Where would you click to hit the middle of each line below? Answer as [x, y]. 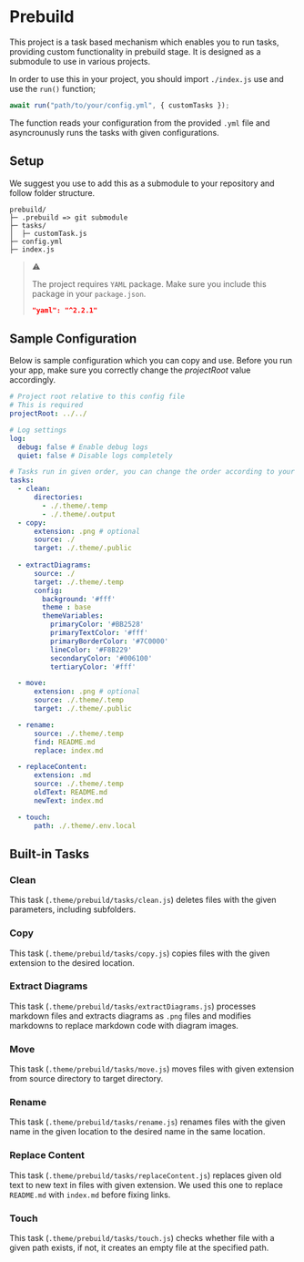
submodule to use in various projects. [80, 61]
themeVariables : [73, 616]
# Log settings [38, 430]
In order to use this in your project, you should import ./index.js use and [147, 78]
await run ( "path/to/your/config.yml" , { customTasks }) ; [120, 105]
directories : [58, 498]
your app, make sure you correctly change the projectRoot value [130, 370]
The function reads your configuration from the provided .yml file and [140, 123]
